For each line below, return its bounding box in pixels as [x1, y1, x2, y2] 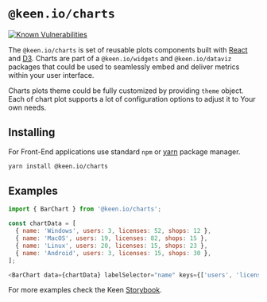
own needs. [8, 103, 47, 112]
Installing [8, 126, 56, 139]
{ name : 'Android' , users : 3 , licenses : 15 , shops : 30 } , [15, 249, 212, 257]
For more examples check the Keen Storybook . [8, 285, 162, 295]
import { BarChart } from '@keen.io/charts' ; [8, 205, 161, 213]
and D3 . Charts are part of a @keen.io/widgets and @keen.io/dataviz [8, 53, 232, 63]
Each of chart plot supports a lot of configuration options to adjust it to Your [8, 94, 256, 103]
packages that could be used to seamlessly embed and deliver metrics [8, 62, 240, 72]
